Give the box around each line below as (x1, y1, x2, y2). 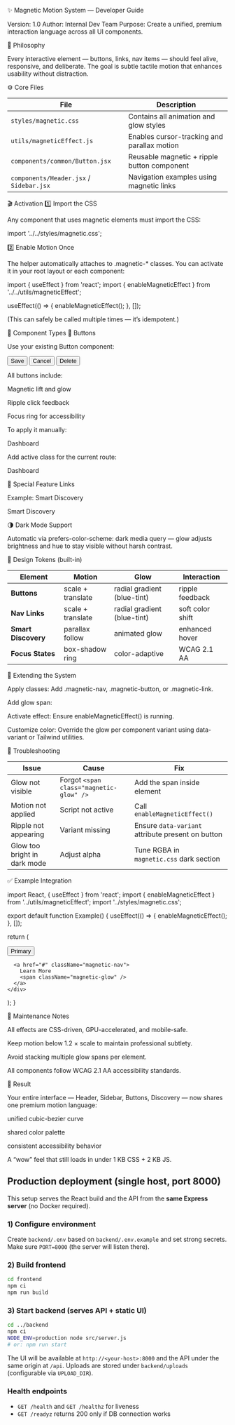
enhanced (178, 624, 212, 634)
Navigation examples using (128, 172, 218, 182)
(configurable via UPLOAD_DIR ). (7, 1368, 94, 1377)
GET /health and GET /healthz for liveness (17, 1403, 140, 1411)
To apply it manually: (7, 426, 67, 434)
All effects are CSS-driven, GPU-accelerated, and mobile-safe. (7, 1026, 188, 1033)
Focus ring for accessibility (7, 412, 85, 420)
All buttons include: (7, 371, 63, 380)
